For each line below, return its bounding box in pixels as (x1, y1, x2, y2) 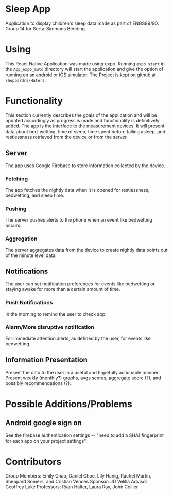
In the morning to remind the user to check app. (5, 310, 107, 317)
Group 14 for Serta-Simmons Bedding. (5, 25, 86, 31)
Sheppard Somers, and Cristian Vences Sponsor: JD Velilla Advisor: (5, 478, 149, 484)
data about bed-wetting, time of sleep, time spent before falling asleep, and (5, 128, 166, 134)
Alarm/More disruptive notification (5, 323, 94, 331)
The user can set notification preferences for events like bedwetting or (5, 281, 155, 287)
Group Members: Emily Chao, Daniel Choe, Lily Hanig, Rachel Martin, (5, 472, 152, 479)
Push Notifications (5, 299, 53, 306)
